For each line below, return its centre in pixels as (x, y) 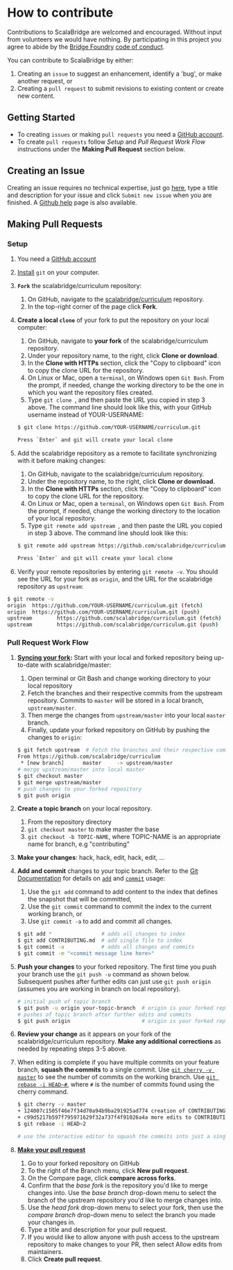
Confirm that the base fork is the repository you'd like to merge (118, 1185)
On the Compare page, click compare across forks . (102, 1178)
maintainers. (45, 1251)
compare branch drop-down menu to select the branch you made (122, 1214)
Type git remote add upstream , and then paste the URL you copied (125, 526)
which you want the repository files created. (90, 393)
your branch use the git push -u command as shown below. (104, 974)
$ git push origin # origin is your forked (115, 1021)
